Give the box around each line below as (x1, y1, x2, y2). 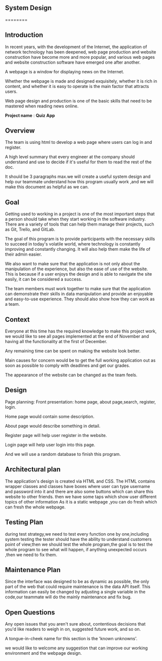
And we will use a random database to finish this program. (5, 451, 121, 457)
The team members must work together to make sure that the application (5, 286, 151, 292)
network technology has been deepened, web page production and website (5, 49, 156, 55)
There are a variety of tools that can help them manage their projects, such (5, 221, 155, 227)
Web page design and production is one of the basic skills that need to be (5, 98, 152, 104)
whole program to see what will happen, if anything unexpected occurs (5, 546, 147, 552)
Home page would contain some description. (5, 413, 95, 419)
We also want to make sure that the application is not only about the (5, 261, 140, 267)
